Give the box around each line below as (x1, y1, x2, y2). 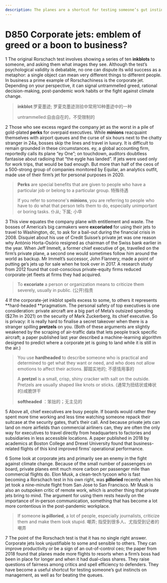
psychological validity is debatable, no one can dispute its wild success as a (5, 66, 161, 72)
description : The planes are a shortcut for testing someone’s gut (5, 7, 148, 12)
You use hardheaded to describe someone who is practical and (17, 354, 148, 360)
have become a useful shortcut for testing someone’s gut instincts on (5, 567, 147, 573)
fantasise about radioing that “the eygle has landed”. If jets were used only (5, 156, 158, 162)
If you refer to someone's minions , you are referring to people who (17, 197, 155, 203)
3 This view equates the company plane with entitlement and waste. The (5, 218, 154, 225)
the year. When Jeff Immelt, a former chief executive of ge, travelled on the (5, 245, 159, 251)
